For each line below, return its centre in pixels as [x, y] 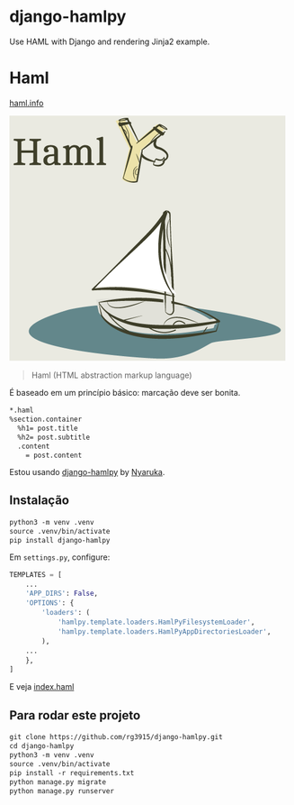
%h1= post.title [48, 428]
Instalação [40, 501]
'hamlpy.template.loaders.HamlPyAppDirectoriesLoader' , [164, 631]
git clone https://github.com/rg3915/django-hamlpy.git [116, 737]
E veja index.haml [42, 687]
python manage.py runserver [62, 791]
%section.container [46, 419]
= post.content [54, 455]
